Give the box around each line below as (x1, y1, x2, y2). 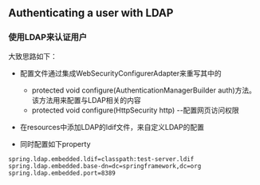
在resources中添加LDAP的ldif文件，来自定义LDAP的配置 (19, 122, 205, 132)
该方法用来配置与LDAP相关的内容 (31, 95, 141, 104)
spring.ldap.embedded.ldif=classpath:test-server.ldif (8, 155, 195, 163)
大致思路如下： (8, 51, 57, 61)
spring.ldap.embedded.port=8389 (8, 169, 116, 177)
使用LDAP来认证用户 (8, 32, 88, 43)
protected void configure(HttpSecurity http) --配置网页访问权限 (31, 105, 239, 115)
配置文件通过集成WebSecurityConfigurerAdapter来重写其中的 (19, 68, 222, 78)
